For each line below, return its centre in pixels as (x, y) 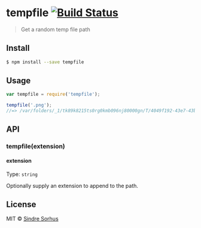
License (21, 204)
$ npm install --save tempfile (45, 62)
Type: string (22, 174)
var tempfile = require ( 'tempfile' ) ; (53, 95)
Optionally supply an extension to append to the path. (72, 186)
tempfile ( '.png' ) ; (29, 105)
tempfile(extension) (36, 147)
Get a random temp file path (56, 29)
